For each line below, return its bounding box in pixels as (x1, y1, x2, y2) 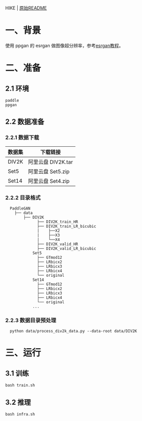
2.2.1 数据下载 (5, 134, 40, 141)
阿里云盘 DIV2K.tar (28, 158, 73, 165)
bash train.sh (5, 383, 35, 388)
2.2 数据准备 (5, 117, 45, 126)
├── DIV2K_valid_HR (37, 242, 79, 247)
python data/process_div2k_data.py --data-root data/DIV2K (10, 329, 137, 334)
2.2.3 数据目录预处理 (5, 317, 57, 324)
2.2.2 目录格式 (5, 194, 41, 201)
